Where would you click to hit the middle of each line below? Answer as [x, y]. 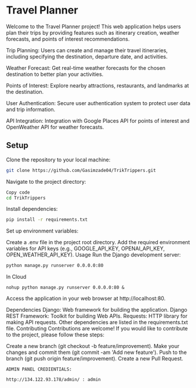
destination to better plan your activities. [55, 74]
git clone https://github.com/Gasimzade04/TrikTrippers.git [81, 170]
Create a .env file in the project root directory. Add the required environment [98, 242]
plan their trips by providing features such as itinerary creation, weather [93, 32]
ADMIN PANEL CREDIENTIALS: [39, 370]
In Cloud [16, 277]
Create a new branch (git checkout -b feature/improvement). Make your [93, 346]
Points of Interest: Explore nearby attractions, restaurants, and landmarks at [98, 85]
